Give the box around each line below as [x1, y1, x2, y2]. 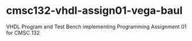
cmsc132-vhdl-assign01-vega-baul [6, 4, 183, 17]
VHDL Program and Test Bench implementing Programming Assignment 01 [6, 23, 187, 30]
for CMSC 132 [6, 29, 40, 36]
